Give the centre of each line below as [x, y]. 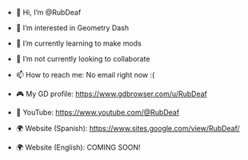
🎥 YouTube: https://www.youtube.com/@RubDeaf [98, 112]
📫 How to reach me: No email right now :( [85, 75]
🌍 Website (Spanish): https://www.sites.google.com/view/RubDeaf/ [128, 128]
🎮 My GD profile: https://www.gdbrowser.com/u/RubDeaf [112, 94]
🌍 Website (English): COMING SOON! [78, 147]
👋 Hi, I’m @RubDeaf [48, 12]
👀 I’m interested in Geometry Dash [72, 28]
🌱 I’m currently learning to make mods [78, 43]
